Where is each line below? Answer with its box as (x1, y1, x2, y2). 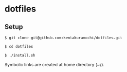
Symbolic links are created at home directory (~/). (4, 61, 105, 67)
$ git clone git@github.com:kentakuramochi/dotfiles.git (4, 35, 123, 40)
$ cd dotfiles (4, 44, 34, 49)
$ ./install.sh (4, 53, 36, 58)
